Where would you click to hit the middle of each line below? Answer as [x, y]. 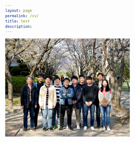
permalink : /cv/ [22, 16]
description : [19, 26]
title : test [17, 21]
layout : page [19, 10]
